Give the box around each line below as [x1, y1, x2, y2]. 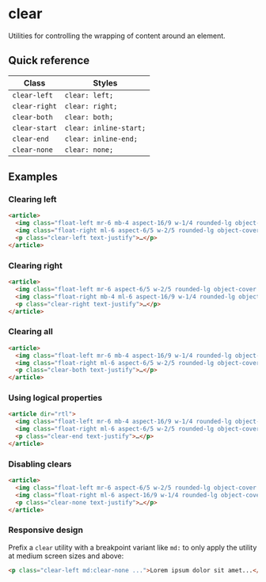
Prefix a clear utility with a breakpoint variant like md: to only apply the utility [8, 542, 257, 552]
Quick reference [8, 54, 90, 67]
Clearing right [8, 260, 63, 271]
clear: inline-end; [64, 134, 139, 143]
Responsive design [8, 524, 83, 535]
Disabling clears [8, 458, 72, 470]
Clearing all [8, 326, 53, 337]
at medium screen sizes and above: [8, 551, 124, 561]
